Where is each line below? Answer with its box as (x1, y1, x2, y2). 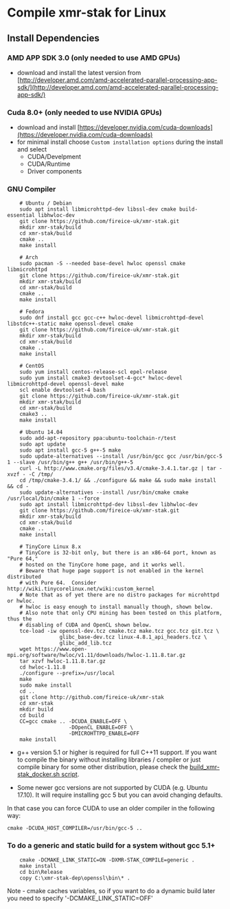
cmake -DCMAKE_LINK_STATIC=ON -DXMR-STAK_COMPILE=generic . (19, 856, 195, 864)
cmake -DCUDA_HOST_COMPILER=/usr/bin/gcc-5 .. (7, 825, 143, 832)
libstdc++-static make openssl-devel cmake (7, 320, 134, 328)
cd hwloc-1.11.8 (19, 664, 67, 671)
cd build (19, 712, 45, 719)
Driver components (27, 167, 82, 176)
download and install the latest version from (16, 68, 141, 76)
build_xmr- (189, 763, 220, 771)
